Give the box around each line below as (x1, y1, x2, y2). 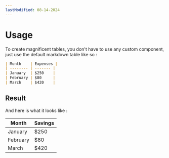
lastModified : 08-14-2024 (5, 7, 60, 13)
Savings (34, 120, 55, 127)
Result (5, 94, 26, 103)
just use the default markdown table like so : (5, 51, 98, 57)
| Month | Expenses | (5, 61, 58, 66)
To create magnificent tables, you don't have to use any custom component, (5, 46, 164, 52)
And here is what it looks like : (5, 107, 68, 113)
